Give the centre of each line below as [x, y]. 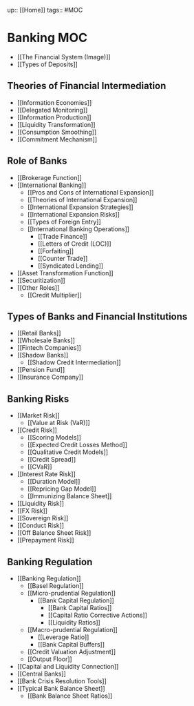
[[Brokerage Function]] [50, 177]
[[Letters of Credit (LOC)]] [74, 244]
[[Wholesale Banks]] [46, 340]
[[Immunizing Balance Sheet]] [69, 496]
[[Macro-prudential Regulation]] [73, 630]
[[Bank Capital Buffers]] [71, 644]
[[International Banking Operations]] [78, 229]
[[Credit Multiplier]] [55, 295]
